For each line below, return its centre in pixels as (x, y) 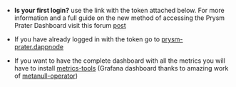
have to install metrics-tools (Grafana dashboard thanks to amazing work (121, 68)
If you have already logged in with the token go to (87, 39)
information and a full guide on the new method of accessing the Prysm (119, 18)
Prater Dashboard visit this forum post (70, 25)
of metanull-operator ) (46, 76)
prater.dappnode (39, 47)
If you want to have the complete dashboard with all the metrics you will (120, 61)
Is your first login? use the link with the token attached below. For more (119, 10)
